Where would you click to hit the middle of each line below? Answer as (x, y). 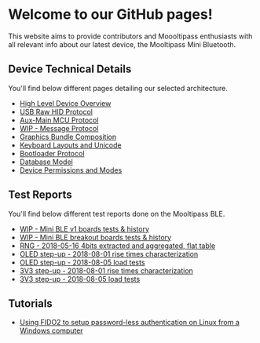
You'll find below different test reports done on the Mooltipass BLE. (117, 213)
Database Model (46, 162)
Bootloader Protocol (52, 153)
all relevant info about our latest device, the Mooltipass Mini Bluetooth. (122, 44)
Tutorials (30, 303)
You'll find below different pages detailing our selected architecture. (118, 88)
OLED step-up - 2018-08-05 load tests (82, 262)
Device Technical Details (70, 69)
